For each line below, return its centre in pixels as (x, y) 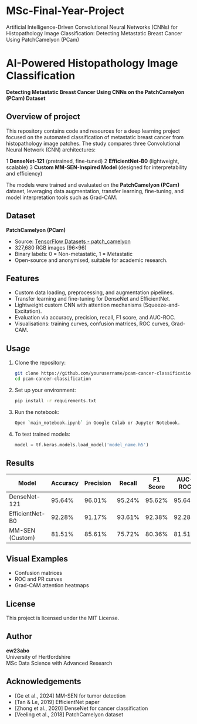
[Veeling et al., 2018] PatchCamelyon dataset (69, 714)
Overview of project (43, 117)
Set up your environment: (45, 390)
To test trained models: (42, 434)
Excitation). (28, 311)
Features (23, 278)
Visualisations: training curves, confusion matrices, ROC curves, (92, 324)
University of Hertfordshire (38, 656)
